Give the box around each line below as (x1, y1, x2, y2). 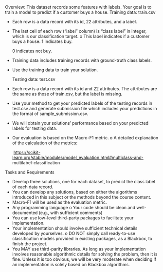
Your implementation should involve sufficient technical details (12, 225, 138, 231)
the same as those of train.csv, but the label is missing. (12, 91, 123, 97)
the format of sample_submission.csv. (12, 111, 89, 117)
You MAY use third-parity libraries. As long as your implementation (12, 246, 146, 252)
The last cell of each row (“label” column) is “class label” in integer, (12, 28, 147, 34)
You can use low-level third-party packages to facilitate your (12, 215, 134, 221)
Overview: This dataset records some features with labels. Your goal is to (5, 4, 152, 10)
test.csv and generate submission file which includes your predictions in (12, 106, 157, 111)
